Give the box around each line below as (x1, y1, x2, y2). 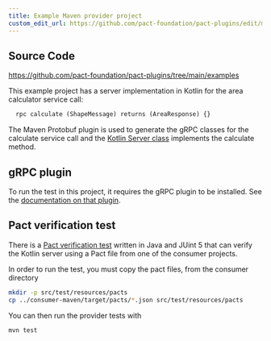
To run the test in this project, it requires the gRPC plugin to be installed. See (8, 187, 262, 196)
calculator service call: (8, 94, 84, 105)
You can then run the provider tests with (8, 310, 142, 320)
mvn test (8, 326, 38, 335)
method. (8, 142, 36, 152)
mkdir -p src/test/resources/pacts (8, 288, 128, 297)
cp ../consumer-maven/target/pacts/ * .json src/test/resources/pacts (8, 296, 244, 304)
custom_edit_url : (8, 19, 67, 27)
